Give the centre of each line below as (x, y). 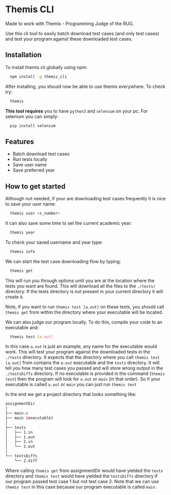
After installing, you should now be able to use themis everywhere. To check (85, 86)
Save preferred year (34, 170)
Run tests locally (30, 159)
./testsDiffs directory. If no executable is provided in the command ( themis (85, 373)
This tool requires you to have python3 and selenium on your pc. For (77, 111)
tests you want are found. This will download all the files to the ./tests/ (80, 286)
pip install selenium (33, 126)
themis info (23, 251)
